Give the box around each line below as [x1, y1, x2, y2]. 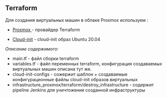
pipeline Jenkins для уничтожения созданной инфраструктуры [12, 87, 146, 93]
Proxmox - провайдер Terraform [12, 27, 80, 33]
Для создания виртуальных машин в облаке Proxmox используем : [5, 17, 149, 23]
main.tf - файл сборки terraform [12, 55, 79, 61]
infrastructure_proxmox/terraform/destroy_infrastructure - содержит [12, 82, 154, 88]
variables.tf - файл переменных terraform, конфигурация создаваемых [12, 60, 163, 66]
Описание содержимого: [5, 46, 59, 51]
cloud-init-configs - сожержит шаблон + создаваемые [12, 71, 128, 77]
